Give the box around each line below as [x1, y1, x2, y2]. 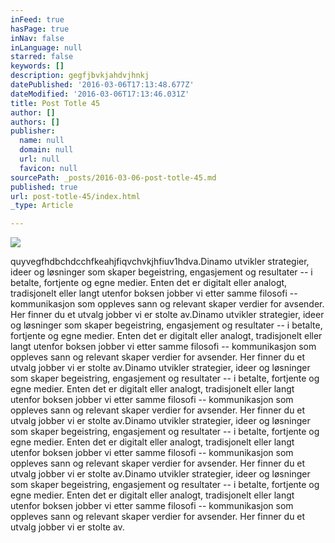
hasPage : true [10, 24, 70, 34]
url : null [19, 154, 60, 164]
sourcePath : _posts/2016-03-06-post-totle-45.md [10, 172, 217, 183]
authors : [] [10, 117, 60, 127]
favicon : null [19, 163, 78, 173]
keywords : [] [10, 61, 65, 71]
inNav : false [10, 33, 65, 43]
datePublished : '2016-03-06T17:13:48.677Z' [10, 80, 195, 90]
